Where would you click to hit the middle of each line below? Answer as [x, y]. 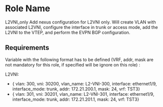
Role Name [28, 9]
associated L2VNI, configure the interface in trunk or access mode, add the [81, 27]
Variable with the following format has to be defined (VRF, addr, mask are [79, 60]
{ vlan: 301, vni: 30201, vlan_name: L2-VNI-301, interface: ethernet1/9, [83, 94]
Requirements [27, 48]
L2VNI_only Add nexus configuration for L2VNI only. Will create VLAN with [81, 22]
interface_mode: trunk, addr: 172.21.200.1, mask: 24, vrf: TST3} [76, 89]
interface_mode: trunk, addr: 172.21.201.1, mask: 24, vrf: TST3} [76, 99]
